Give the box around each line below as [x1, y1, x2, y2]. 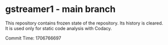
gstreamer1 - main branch [5, 3, 116, 15]
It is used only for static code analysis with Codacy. [5, 25, 112, 31]
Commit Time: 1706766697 [5, 35, 62, 41]
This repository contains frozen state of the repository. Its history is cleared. [5, 20, 163, 26]
